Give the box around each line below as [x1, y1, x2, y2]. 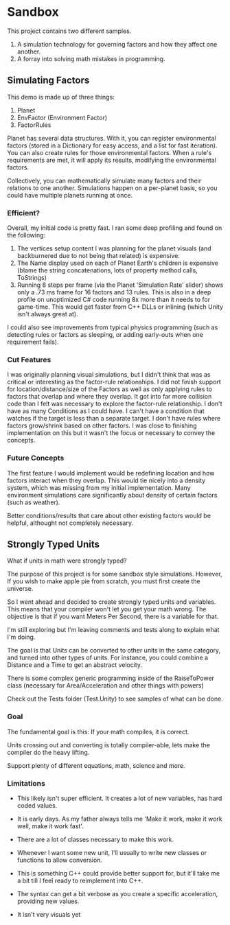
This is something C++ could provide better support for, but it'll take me [16, 869, 220, 878]
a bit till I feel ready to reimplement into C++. [16, 876, 143, 885]
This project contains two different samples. [7, 27, 132, 35]
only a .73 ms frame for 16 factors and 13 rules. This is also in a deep [16, 288, 211, 296]
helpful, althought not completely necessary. [7, 519, 134, 527]
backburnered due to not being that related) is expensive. [16, 252, 181, 260]
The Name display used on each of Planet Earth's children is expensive [16, 259, 218, 268]
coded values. [16, 801, 58, 810]
